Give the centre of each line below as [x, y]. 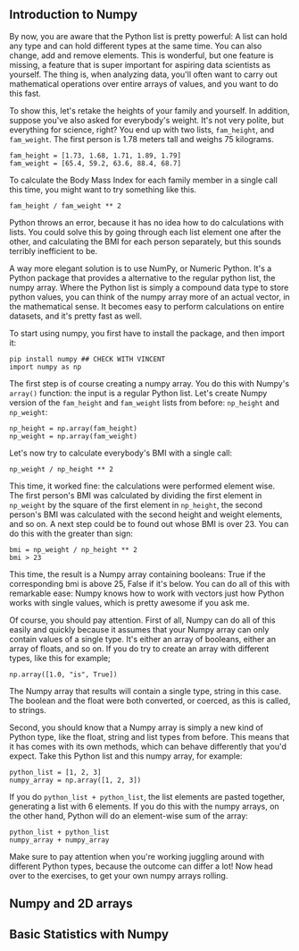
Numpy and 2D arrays [71, 904]
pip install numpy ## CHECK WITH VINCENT [87, 359]
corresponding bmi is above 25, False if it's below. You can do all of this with [149, 583]
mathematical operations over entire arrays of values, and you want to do [144, 83]
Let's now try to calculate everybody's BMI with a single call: [121, 453]
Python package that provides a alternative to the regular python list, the [142, 277]
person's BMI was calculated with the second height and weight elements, [146, 514]
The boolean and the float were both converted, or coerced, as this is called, [150, 701]
